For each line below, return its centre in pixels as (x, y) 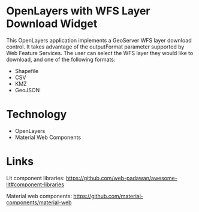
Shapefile (27, 71)
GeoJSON (27, 90)
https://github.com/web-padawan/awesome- (122, 178)
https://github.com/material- (108, 196)
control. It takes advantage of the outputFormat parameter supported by (95, 47)
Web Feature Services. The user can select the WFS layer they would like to (100, 53)
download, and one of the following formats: (61, 59)
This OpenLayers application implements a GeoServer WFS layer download (99, 40)
